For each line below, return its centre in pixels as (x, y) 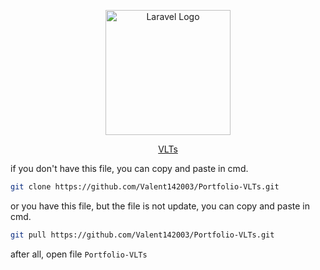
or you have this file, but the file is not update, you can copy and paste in (160, 206)
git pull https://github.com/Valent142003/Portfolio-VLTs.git (142, 235)
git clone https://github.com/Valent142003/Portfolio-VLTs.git (145, 187)
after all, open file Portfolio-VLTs (79, 254)
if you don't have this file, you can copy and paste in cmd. (129, 168)
